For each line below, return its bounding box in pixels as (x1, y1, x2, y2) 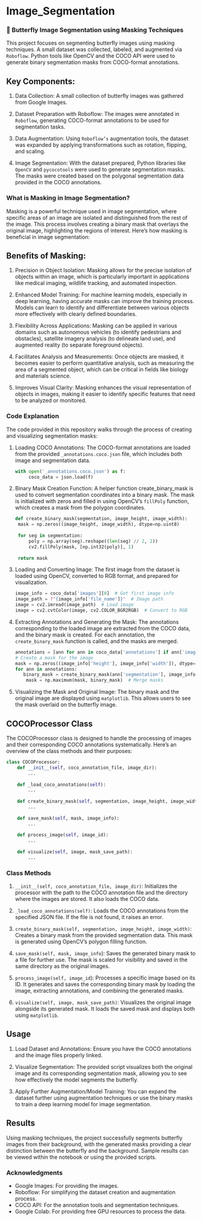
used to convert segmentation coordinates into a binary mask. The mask (14, 491, 195, 499)
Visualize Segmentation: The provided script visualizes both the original (14, 1063, 193, 1070)
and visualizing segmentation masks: (6, 432, 98, 439)
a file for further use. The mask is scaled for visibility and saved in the (14, 956, 188, 964)
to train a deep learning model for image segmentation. (14, 1100, 151, 1107)
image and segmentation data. (14, 457, 91, 464)
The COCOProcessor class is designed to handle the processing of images (6, 735, 192, 742)
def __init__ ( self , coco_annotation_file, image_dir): (17, 764, 158, 771)
